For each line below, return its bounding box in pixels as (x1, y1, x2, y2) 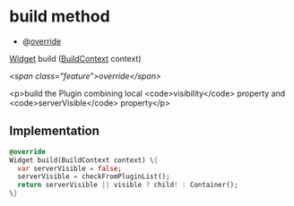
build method (9, 6, 110, 27)
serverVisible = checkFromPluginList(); (17, 172, 170, 181)
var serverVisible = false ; (17, 164, 123, 173)
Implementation (9, 124, 100, 139)
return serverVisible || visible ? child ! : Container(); (17, 181, 239, 190)
